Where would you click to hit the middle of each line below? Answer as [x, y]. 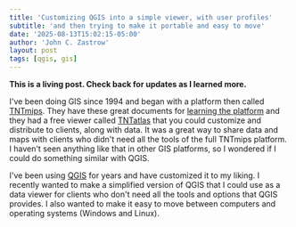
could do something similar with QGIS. [79, 158]
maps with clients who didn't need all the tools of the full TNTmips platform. [148, 139]
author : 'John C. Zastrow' [59, 42]
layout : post [33, 51]
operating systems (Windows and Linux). [85, 213]
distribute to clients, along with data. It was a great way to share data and [144, 130]
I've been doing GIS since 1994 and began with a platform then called [137, 101]
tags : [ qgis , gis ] [43, 59]
